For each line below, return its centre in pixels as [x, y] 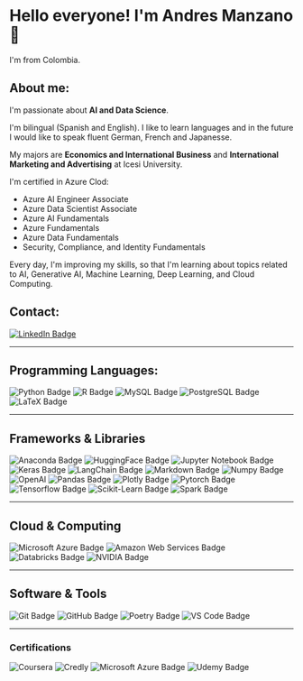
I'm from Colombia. [45, 60]
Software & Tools [58, 594]
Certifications [41, 648]
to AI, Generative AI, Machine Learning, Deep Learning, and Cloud [132, 274]
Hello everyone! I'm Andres [114, 16]
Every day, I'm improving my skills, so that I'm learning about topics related [148, 264]
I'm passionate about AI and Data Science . [89, 110]
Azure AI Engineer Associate [75, 198]
